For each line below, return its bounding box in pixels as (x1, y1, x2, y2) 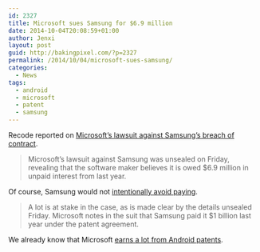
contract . (8, 139, 38, 148)
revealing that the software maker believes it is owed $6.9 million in (27, 163, 249, 172)
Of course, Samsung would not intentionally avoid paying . (8, 187, 198, 196)
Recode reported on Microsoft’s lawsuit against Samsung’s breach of (8, 130, 235, 140)
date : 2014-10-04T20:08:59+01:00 (8, 26, 120, 34)
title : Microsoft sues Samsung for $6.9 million (8, 19, 173, 27)
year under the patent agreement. (27, 219, 140, 229)
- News (15, 71, 37, 79)
